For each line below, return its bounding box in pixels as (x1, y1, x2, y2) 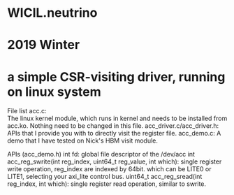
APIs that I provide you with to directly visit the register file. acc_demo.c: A (7, 129, 221, 138)
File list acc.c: (7, 107, 47, 115)
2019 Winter (7, 37, 80, 53)
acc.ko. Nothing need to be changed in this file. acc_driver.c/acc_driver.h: (7, 122, 219, 130)
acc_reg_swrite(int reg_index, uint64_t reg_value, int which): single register (7, 157, 222, 166)
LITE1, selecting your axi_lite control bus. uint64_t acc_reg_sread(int (7, 173, 203, 181)
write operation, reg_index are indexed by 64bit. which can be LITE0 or (7, 165, 212, 173)
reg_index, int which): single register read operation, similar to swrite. (7, 180, 207, 188)
